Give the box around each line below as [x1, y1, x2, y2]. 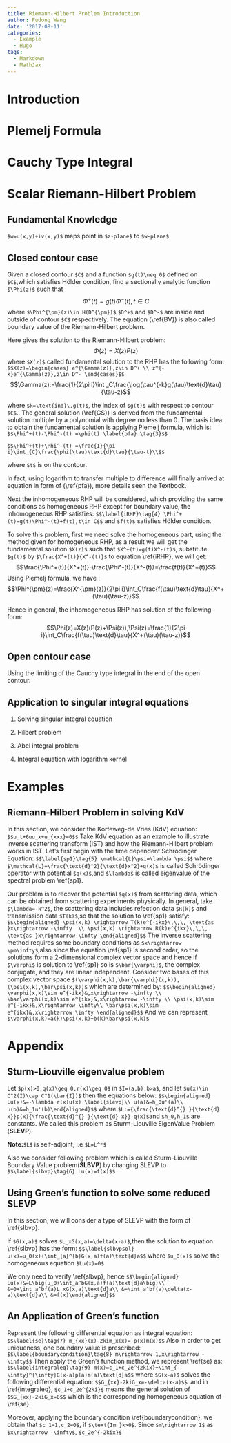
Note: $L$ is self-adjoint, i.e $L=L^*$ [7, 1140, 107, 1149]
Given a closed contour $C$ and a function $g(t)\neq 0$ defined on [7, 270, 198, 279]
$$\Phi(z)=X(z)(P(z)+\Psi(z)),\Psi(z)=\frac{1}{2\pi [46, 623, 185, 632]
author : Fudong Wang [7, 17, 67, 23]
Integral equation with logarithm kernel [17, 755, 128, 764]
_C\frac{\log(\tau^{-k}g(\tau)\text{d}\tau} [106, 380, 222, 388]
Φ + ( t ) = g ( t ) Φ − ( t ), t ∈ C [82, 296, 150, 305]
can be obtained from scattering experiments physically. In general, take [7, 897, 213, 905]
